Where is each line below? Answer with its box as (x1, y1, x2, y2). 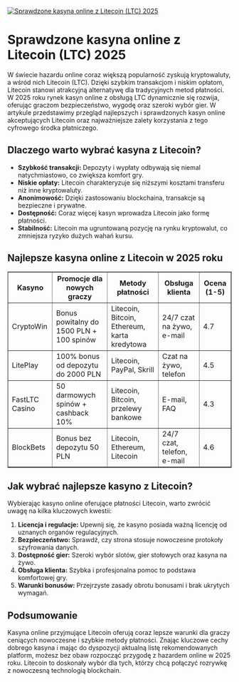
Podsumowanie (7, 609, 78, 621)
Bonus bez (55, 433, 92, 443)
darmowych (55, 390, 96, 399)
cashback (55, 407, 89, 417)
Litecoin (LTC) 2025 (7, 47, 127, 63)
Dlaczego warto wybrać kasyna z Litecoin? (7, 144, 201, 156)
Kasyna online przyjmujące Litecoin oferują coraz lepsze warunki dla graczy (7, 628, 230, 637)
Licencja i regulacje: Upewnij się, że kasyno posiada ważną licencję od (17, 521, 228, 529)
